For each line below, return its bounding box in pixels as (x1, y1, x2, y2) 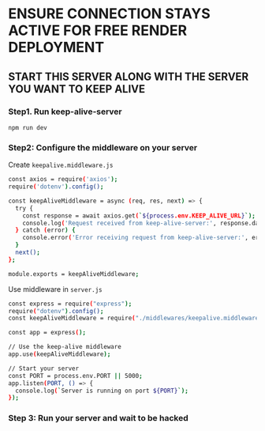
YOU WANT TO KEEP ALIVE (8, 82, 146, 96)
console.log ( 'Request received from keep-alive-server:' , (22, 219, 217, 227)
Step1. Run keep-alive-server (8, 106, 122, 117)
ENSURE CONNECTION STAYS (8, 5, 211, 23)
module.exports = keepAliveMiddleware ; (8, 270, 140, 278)
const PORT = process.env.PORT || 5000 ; (8, 372, 144, 380)
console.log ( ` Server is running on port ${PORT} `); (15, 387, 189, 395)
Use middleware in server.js (8, 284, 103, 293)
